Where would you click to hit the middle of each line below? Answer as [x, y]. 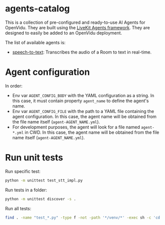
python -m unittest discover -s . [41, 199]
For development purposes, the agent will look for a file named [76, 127]
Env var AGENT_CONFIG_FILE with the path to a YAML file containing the [83, 111]
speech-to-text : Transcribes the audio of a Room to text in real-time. [82, 52]
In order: [14, 86]
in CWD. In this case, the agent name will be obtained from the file [92, 132]
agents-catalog [38, 9]
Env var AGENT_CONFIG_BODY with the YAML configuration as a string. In [83, 95]
